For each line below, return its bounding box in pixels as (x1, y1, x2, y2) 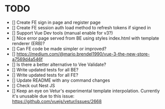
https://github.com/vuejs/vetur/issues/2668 (11, 98, 102, 104)
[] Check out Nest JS (11, 82, 55, 88)
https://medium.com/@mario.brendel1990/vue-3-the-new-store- (16, 51, 150, 57)
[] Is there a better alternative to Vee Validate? (11, 61, 107, 67)
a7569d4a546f (11, 56, 43, 62)
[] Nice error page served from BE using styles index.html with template (11, 35, 160, 41)
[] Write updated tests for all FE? (11, 72, 78, 78)
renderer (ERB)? (11, 40, 45, 46)
